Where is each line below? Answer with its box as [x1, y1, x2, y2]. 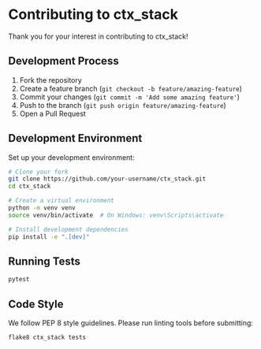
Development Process [8, 54, 120, 68]
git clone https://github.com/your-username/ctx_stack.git [8, 175, 207, 183]
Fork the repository [19, 75, 83, 84]
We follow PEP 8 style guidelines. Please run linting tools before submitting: [8, 318, 254, 328]
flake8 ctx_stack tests [8, 333, 87, 342]
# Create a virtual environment [8, 197, 114, 205]
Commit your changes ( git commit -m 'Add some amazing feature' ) [19, 92, 240, 102]
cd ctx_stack [8, 183, 51, 191]
